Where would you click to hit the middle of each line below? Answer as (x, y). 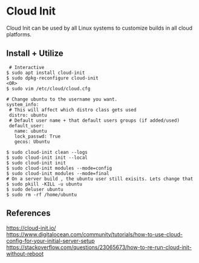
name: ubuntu (31, 131)
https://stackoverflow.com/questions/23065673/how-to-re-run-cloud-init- (99, 247)
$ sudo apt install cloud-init (46, 73)
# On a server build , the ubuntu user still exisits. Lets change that (100, 179)
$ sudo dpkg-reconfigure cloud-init (52, 78)
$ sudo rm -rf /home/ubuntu (42, 195)
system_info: (23, 104)
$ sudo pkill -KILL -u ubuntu (44, 184)
